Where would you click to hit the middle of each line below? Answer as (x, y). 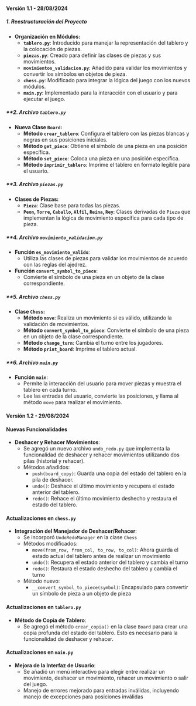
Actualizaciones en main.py (40, 653)
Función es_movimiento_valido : (52, 252)
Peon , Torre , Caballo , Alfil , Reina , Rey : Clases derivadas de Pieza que (107, 211)
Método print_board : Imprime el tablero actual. (80, 349)
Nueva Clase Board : (38, 127)
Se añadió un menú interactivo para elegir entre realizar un (94, 671)
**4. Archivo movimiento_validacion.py (54, 237)
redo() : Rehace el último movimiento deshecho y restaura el (104, 499)
